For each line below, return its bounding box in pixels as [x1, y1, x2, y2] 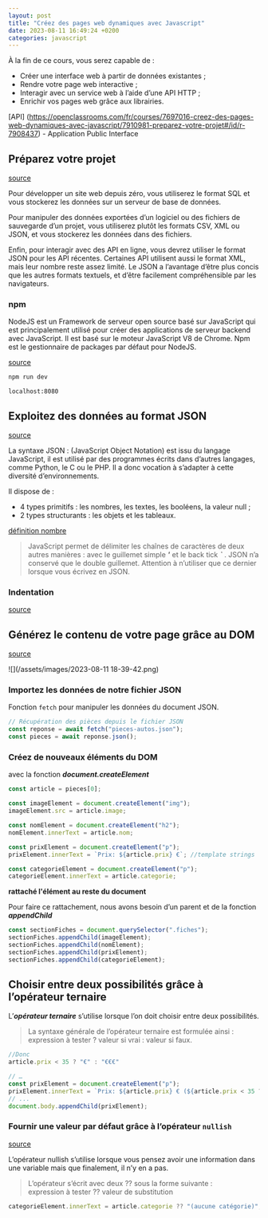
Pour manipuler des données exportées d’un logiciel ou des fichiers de [8, 213, 241, 222]
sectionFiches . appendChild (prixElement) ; [8, 948, 148, 957]
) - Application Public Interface [37, 129, 139, 139]
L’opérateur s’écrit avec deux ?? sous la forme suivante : [27, 1178, 213, 1188]
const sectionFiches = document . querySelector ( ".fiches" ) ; [8, 926, 209, 934]
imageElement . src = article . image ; [8, 807, 127, 815]
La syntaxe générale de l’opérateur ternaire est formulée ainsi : [27, 1027, 234, 1036]
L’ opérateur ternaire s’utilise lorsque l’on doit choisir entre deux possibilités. [8, 1012, 259, 1021]
